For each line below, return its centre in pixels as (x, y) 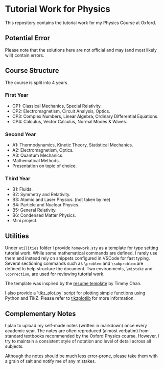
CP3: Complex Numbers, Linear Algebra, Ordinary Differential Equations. (85, 116)
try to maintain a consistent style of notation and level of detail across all (78, 341)
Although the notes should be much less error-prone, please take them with (82, 356)
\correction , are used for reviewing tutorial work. (55, 274)
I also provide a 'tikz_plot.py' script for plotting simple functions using (75, 293)
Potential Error (28, 38)
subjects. (14, 346)
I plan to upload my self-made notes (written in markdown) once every (76, 326)
